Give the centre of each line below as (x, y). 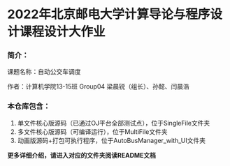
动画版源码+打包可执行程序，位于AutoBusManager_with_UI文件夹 (112, 140)
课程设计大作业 (63, 32)
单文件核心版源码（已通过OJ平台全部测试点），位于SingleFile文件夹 (114, 123)
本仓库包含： (29, 107)
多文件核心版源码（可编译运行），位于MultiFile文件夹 (92, 131)
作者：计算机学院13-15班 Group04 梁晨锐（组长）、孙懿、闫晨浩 (99, 86)
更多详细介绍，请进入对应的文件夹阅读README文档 (81, 155)
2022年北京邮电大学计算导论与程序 (109, 14)
